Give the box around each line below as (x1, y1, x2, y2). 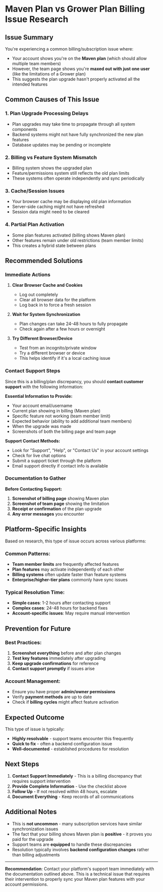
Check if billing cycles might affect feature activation (12, 699, 119, 705)
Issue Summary (5, 33, 53, 41)
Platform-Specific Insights (5, 525, 87, 534)
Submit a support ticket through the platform (12, 458, 101, 464)
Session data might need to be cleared (12, 209, 90, 215)
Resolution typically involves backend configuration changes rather (12, 846, 149, 853)
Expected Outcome (5, 713, 65, 722)
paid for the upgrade (12, 836, 53, 842)
